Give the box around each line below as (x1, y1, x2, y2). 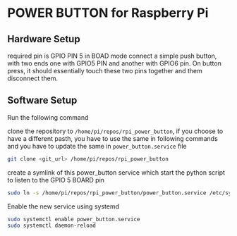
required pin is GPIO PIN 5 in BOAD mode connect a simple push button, (7, 51, 217, 60)
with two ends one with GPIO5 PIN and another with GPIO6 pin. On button (7, 59, 222, 68)
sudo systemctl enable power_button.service (7, 216, 140, 223)
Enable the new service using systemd (7, 202, 120, 211)
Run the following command (7, 113, 89, 121)
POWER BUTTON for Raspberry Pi (7, 5, 209, 21)
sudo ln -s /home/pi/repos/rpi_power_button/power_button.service (7, 189, 207, 197)
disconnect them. (7, 74, 59, 82)
